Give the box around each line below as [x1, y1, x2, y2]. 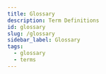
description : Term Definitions [7, 17, 100, 24]
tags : [7, 43, 23, 50]
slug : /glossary [7, 30, 55, 37]
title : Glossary [7, 10, 55, 18]
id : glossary [7, 23, 46, 30]
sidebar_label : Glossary [7, 37, 81, 44]
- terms [13, 56, 37, 63]
